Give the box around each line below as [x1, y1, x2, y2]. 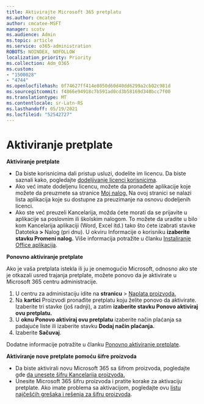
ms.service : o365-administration [6, 43, 92, 50]
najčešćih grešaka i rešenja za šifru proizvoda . [15, 391, 133, 398]
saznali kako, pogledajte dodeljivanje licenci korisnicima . [15, 176, 158, 184]
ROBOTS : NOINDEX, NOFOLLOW [6, 49, 75, 55]
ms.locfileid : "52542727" [6, 111, 72, 118]
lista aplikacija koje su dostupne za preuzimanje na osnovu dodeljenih [15, 196, 191, 203]
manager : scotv [6, 26, 45, 32]
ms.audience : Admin [6, 32, 56, 38]
